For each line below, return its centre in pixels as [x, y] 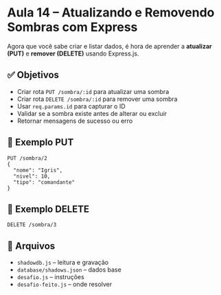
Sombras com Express [72, 27]
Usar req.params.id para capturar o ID [71, 106]
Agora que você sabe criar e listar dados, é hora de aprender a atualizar [109, 46]
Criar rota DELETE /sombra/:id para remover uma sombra [97, 99]
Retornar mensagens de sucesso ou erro [75, 121]
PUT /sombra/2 [27, 158]
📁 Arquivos [31, 246]
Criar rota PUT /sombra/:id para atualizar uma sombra [93, 91]
